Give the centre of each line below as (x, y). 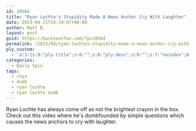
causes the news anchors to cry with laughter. (62, 121)
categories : (20, 60)
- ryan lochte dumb (35, 93)
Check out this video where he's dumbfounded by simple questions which (95, 115)
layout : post (22, 33)
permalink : (19, 44)
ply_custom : (20, 49)
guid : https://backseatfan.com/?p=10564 (56, 38)
